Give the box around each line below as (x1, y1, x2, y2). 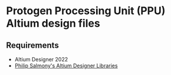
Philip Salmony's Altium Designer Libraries (14, 62, 118, 69)
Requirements (6, 40, 59, 50)
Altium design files (6, 17, 100, 30)
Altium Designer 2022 (14, 56, 68, 63)
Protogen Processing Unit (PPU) (6, 4, 166, 18)
